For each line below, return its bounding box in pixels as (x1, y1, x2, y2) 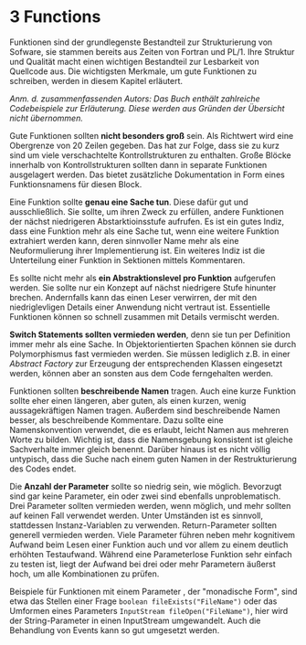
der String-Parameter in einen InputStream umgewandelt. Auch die (9, 615, 261, 626)
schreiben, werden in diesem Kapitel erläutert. (9, 75, 184, 86)
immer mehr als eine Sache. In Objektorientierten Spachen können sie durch (9, 338, 297, 349)
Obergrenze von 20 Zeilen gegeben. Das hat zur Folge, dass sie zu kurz (9, 140, 280, 151)
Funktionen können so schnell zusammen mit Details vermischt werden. (9, 311, 280, 322)
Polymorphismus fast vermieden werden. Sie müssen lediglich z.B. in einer (9, 348, 290, 359)
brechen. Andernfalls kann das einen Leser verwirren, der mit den (9, 291, 258, 302)
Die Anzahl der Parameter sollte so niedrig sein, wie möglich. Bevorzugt (9, 481, 282, 492)
